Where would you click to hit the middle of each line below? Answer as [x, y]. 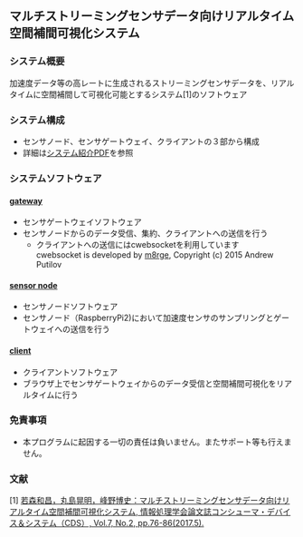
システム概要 [37, 62]
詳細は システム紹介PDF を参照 [78, 152]
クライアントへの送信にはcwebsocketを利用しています [137, 245]
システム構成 [37, 120]
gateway [26, 200]
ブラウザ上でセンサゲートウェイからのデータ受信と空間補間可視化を [149, 383]
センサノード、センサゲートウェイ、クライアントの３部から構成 [141, 141]
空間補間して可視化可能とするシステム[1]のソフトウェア [144, 94]
